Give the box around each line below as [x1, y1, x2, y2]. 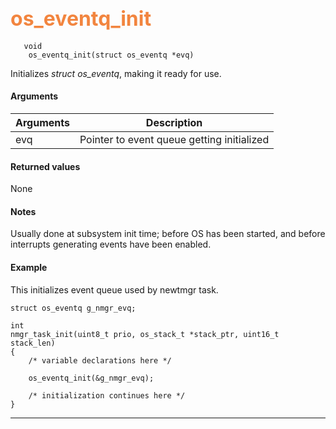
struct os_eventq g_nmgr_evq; [10, 303, 137, 313]
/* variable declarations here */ [28, 355, 172, 366]
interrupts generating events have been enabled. [10, 238, 212, 251]
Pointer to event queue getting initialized [79, 133, 270, 147]
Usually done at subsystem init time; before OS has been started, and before [10, 228, 326, 240]
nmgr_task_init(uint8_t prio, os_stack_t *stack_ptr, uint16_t [10, 329, 280, 339]
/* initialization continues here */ [28, 390, 186, 401]
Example [10, 262, 48, 274]
